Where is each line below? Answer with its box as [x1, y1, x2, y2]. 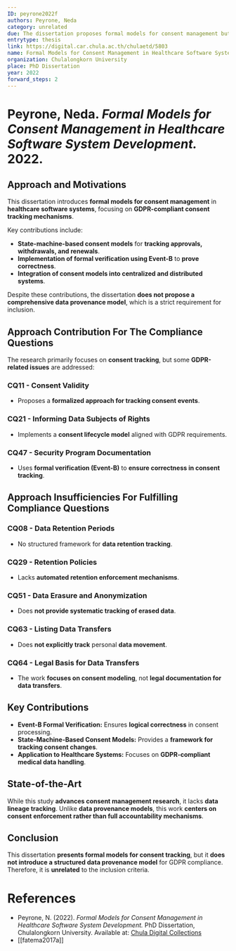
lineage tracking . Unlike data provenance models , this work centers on [7, 804, 217, 812]
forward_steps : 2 [7, 75, 58, 83]
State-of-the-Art [7, 778, 82, 790]
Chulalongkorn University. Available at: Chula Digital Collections [17, 928, 202, 937]
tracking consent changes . [17, 743, 98, 751]
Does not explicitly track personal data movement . [17, 640, 167, 649]
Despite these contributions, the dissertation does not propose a [7, 291, 195, 299]
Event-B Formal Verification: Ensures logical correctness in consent [17, 720, 219, 729]
